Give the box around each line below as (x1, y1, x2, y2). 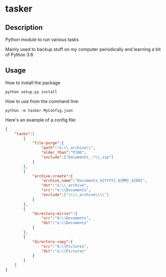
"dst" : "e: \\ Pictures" (41, 248, 87, 254)
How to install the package (5, 79, 60, 86)
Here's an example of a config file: (5, 117, 77, 123)
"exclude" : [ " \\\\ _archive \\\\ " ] (41, 192, 109, 197)
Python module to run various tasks (5, 36, 79, 42)
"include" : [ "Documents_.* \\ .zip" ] (41, 155, 114, 160)
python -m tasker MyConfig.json (5, 108, 73, 113)
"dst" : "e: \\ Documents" (41, 220, 89, 226)
